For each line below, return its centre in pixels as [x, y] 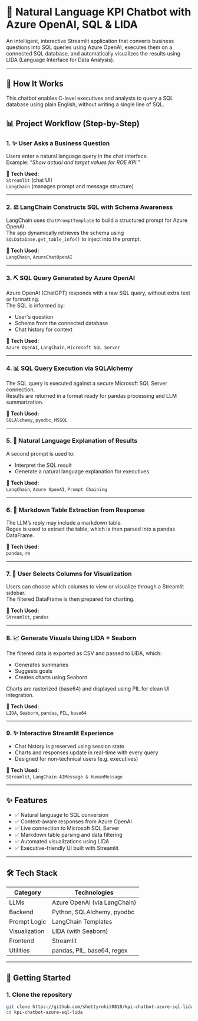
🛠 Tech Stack [32, 873]
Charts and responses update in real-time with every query [86, 752]
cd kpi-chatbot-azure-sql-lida [44, 1012]
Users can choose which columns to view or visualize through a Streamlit [95, 587]
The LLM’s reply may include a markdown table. [64, 522]
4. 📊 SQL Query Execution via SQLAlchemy [70, 368]
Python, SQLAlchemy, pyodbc [93, 912]
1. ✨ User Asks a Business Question [58, 143]
